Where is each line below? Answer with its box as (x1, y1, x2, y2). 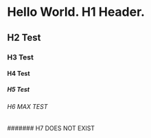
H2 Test (7, 32, 41, 43)
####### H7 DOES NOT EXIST (7, 124, 95, 132)
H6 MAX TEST (7, 103, 48, 111)
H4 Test (7, 70, 30, 78)
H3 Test (7, 52, 34, 62)
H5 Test (7, 85, 30, 93)
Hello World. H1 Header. (7, 4, 146, 20)
